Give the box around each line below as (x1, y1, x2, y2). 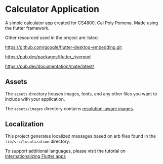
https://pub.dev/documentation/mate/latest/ (5, 63, 95, 69)
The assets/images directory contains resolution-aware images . (5, 105, 134, 112)
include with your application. (5, 96, 65, 102)
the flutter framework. (5, 25, 50, 31)
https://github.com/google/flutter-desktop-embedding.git (5, 44, 122, 50)
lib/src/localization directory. (5, 138, 70, 144)
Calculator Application (5, 3, 100, 15)
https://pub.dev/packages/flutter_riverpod (5, 53, 91, 60)
